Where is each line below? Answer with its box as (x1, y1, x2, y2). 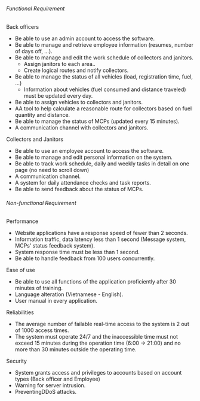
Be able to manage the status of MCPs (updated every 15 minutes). (14, 117, 180, 125)
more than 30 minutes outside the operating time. (14, 346, 137, 353)
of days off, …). (14, 48, 53, 55)
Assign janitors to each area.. (23, 61, 96, 68)
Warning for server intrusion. (14, 382, 86, 389)
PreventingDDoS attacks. (14, 388, 77, 396)
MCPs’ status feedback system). (14, 242, 96, 249)
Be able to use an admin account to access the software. (14, 35, 155, 42)
